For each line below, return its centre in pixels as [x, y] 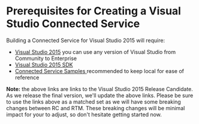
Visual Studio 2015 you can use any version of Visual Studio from [95, 52]
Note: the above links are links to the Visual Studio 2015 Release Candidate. [100, 89]
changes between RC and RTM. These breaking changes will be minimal [96, 108]
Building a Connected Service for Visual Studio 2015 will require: [86, 40]
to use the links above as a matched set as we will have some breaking [94, 102]
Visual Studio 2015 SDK [44, 65]
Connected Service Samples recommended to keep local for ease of [99, 71]
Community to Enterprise [46, 58]
